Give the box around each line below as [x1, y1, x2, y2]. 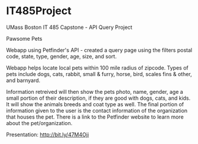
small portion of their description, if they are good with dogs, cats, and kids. [6, 94, 191, 102]
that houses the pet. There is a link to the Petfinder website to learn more [6, 113, 184, 120]
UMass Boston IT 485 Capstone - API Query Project [6, 24, 133, 31]
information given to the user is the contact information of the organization [6, 107, 188, 114]
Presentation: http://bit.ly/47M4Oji [6, 131, 89, 138]
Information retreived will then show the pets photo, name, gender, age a [6, 88, 183, 95]
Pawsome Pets [6, 35, 43, 42]
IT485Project [6, 4, 72, 18]
